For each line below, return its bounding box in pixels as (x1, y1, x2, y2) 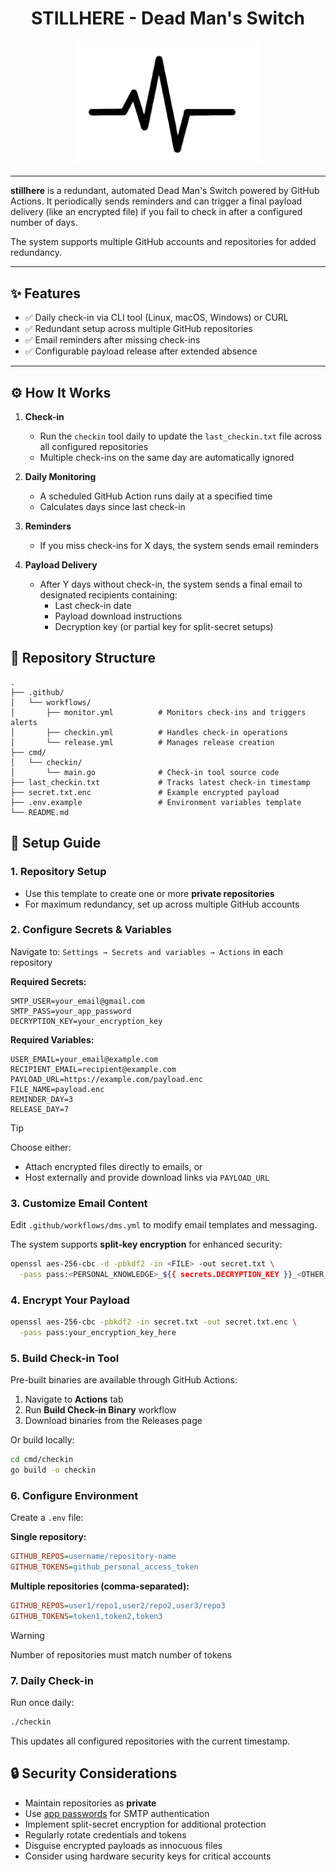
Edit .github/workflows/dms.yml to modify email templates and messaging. (10, 1219, 318, 1231)
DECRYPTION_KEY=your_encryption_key (10, 1016, 163, 1026)
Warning (10, 1629, 45, 1641)
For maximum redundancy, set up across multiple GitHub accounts (24, 898, 300, 910)
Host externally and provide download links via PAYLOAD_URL (24, 1171, 270, 1183)
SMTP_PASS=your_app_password (10, 1006, 132, 1016)
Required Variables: (10, 1033, 95, 1046)
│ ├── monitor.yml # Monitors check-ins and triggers (10, 707, 307, 717)
